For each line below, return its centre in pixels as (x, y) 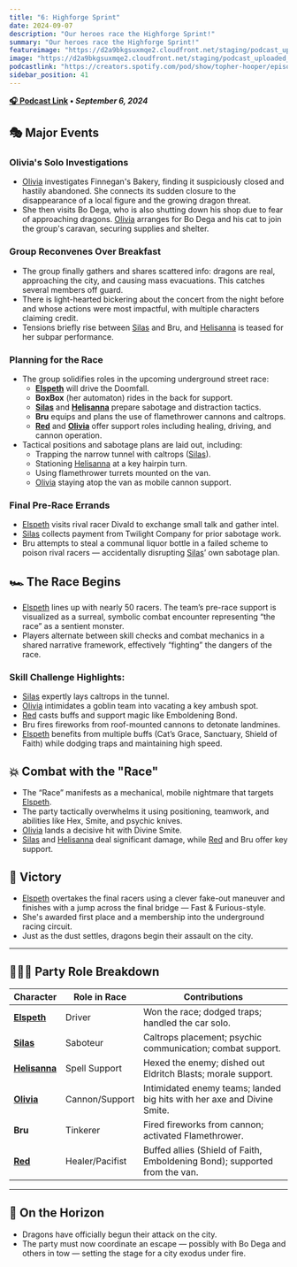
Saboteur (84, 1042)
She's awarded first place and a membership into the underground (143, 918)
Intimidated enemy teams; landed (212, 1087)
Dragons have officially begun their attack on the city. (119, 1234)
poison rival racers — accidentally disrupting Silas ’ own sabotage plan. (151, 553)
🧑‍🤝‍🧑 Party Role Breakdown (84, 972)
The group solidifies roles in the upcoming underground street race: (145, 379)
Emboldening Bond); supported (208, 1161)
